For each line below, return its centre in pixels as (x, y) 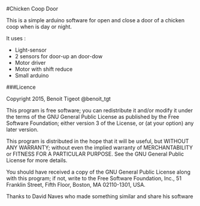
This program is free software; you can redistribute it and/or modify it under (100, 110)
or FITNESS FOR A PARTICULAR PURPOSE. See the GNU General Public (95, 154)
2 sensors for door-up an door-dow (59, 56)
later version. (22, 129)
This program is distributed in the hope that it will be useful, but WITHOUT (98, 141)
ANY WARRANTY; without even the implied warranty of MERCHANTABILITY (100, 147)
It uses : (16, 38)
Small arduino (32, 75)
